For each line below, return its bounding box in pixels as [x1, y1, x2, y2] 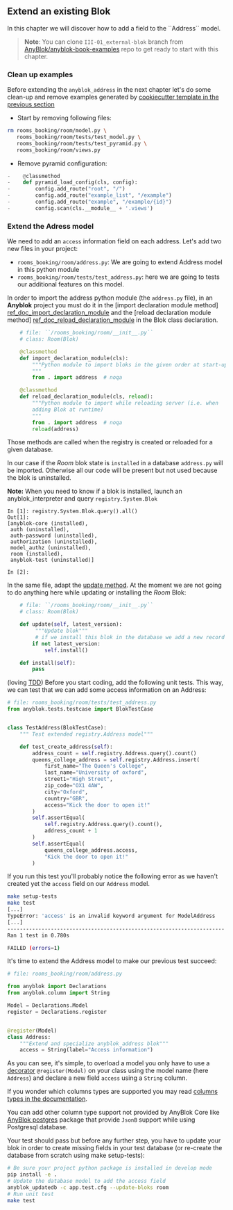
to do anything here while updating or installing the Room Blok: [7, 588, 187, 597]
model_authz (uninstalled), [10, 544, 92, 551]
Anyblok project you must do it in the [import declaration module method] [7, 301, 218, 309]
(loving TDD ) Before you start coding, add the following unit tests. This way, [7, 678, 224, 687]
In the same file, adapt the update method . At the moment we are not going [7, 581, 222, 590]
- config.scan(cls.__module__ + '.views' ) [7, 204, 154, 211]
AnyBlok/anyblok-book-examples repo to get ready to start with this [24, 45, 218, 53]
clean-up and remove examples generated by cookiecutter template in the [7, 93, 220, 102]
